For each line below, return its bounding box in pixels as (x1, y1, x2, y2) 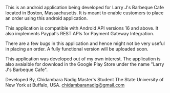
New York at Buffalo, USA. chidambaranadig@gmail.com (5, 82, 125, 88)
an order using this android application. (5, 15, 88, 21)
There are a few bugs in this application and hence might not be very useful (5, 40, 165, 46)
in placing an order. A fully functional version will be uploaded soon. (5, 46, 148, 52)
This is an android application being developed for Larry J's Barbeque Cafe (5, 5, 164, 10)
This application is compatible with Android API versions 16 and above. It (5, 25, 159, 31)
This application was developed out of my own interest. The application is (5, 56, 161, 62)
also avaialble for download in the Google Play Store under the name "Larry (5, 61, 164, 67)
